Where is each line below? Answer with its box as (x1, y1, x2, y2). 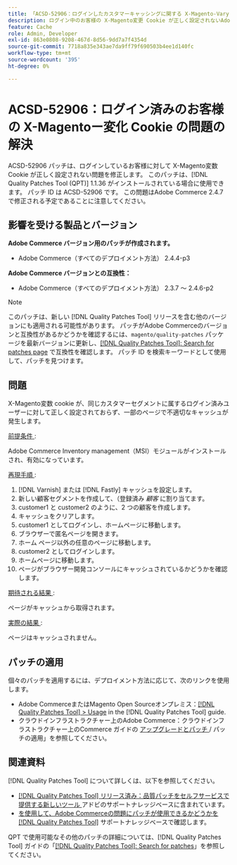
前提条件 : (8, 432, 37, 440)
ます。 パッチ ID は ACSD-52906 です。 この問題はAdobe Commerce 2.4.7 (8, 187, 224, 196)
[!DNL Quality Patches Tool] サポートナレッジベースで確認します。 (18, 818, 210, 826)
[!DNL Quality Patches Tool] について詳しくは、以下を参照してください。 (8, 776, 219, 785)
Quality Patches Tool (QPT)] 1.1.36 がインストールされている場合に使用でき (8, 179, 224, 187)
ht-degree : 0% (8, 63, 50, 70)
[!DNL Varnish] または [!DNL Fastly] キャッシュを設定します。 (18, 485, 196, 494)
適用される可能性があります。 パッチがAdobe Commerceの (32, 321, 204, 330)
